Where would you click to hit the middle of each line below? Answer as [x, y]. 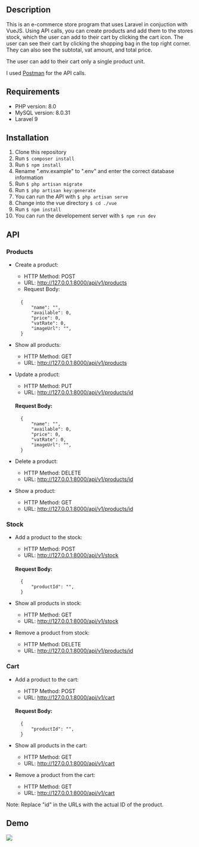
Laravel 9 [26, 119]
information [29, 178]
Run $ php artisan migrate [48, 184]
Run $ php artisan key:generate [55, 190]
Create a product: [36, 265]
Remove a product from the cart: [55, 775]
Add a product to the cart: [47, 679]
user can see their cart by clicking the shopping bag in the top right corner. [99, 43]
